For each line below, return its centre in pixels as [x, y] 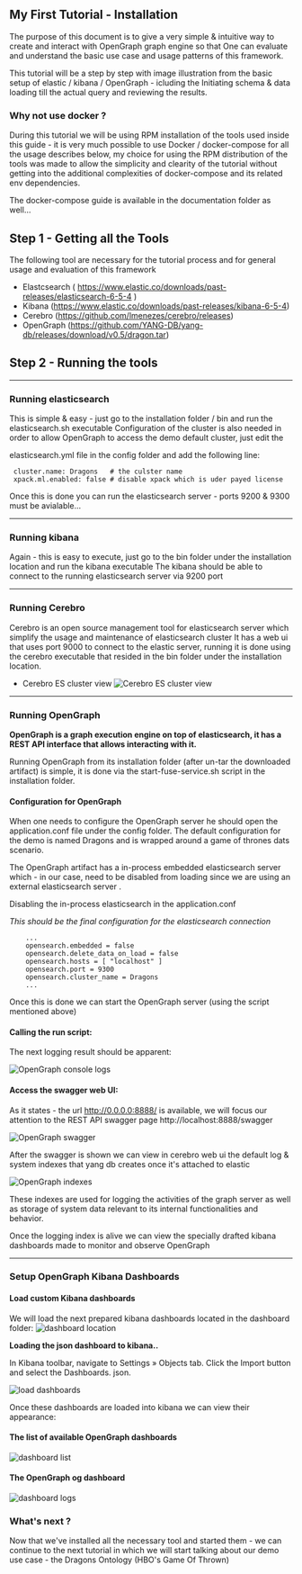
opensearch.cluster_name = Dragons [92, 977]
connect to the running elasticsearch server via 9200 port [116, 576]
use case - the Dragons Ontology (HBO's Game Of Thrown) [120, 1560]
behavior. [27, 1218]
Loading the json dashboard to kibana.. [84, 1345]
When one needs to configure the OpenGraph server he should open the [144, 822]
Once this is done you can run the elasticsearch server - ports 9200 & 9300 [150, 496]
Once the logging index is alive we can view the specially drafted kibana [143, 1236]
